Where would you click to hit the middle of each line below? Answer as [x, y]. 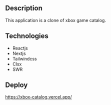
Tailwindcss [24, 58]
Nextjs [19, 53]
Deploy [16, 85]
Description [24, 8]
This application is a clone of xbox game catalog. [56, 20]
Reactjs [20, 48]
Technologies [27, 36]
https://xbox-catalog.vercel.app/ [38, 97]
